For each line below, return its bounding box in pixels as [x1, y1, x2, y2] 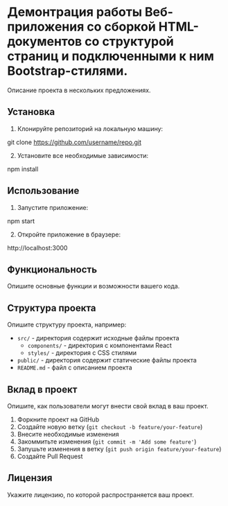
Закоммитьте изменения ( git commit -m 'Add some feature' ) [17, 437, 197, 446]
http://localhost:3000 [7, 243, 68, 252]
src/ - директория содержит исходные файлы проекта [17, 334, 179, 342]
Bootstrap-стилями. [7, 63, 128, 79]
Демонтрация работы [7, 4, 142, 20]
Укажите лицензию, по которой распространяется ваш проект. [7, 490, 194, 499]
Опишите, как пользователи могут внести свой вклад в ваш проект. [7, 402, 209, 410]
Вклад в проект [7, 383, 78, 395]
